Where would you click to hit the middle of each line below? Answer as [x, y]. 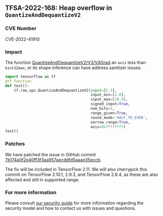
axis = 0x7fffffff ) [108, 127]
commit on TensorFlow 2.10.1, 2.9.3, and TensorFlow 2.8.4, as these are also [81, 174]
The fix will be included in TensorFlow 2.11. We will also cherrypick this [76, 169]
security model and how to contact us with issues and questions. [70, 208]
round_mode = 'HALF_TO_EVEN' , [119, 118]
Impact [14, 52]
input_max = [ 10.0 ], [109, 99]
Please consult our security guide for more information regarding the [74, 203]
